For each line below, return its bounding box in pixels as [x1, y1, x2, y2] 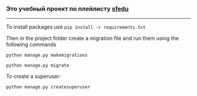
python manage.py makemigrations [6, 52, 88, 59]
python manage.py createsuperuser [6, 84, 91, 90]
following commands [6, 41, 57, 48]
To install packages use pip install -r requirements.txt [6, 23, 146, 30]
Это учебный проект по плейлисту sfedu [6, 5, 129, 13]
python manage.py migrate [6, 63, 69, 68]
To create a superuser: [6, 73, 61, 80]
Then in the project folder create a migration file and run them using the [6, 35, 179, 42]
